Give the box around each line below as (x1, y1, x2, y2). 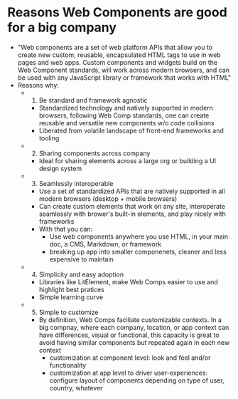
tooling (38, 133, 60, 142)
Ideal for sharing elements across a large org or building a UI (38, 156, 217, 165)
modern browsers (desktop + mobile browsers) (38, 194, 178, 203)
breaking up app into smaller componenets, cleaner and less (49, 247, 227, 256)
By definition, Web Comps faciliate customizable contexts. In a (38, 315, 222, 324)
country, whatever (49, 383, 103, 392)
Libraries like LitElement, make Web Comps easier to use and (38, 277, 218, 286)
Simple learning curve (38, 293, 104, 301)
